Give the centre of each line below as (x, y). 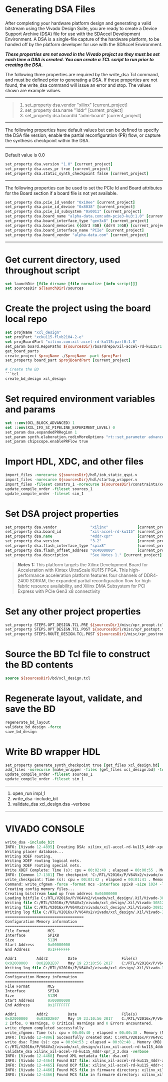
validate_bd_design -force (33, 727)
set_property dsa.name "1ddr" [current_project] (74, 110)
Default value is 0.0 (25, 155)
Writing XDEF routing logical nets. (43, 861)
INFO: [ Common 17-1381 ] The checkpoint (47, 875)
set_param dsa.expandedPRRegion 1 (41, 432)
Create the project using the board (78, 308)
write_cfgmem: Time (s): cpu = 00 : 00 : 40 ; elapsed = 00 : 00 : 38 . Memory (81, 1033)
